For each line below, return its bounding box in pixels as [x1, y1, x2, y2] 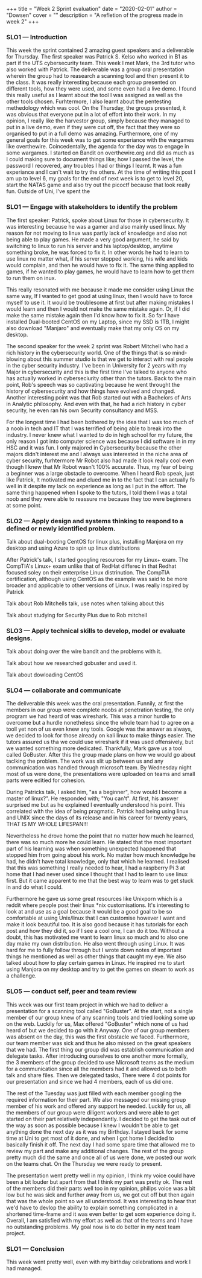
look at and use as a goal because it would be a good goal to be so [6, 908, 172, 915]
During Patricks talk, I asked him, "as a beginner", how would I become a [6, 789, 187, 796]
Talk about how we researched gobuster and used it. [6, 660, 137, 667]
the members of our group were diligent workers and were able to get [6, 1108, 180, 1116]
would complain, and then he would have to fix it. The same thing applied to [6, 261, 194, 269]
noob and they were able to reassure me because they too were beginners [6, 495, 192, 503]
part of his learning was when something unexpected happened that [6, 845, 177, 853]
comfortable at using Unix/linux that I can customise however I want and [6, 914, 186, 922]
